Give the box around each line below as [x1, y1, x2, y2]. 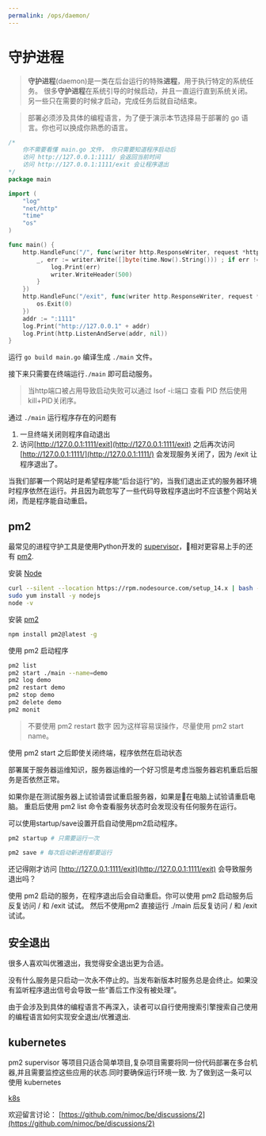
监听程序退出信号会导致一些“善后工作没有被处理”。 [14, 985, 181, 995]
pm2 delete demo [8, 699, 62, 707]
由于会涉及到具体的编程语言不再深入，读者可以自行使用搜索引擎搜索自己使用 [8, 1002, 258, 1012]
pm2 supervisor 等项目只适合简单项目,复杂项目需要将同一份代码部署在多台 [8, 1057, 251, 1068]
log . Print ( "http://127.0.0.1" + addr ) [22, 322, 150, 330]
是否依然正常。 [14, 775, 64, 784]
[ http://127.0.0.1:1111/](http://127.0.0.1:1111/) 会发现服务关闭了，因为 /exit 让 [19, 449, 257, 459]
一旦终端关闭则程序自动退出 [19, 429, 111, 439]
